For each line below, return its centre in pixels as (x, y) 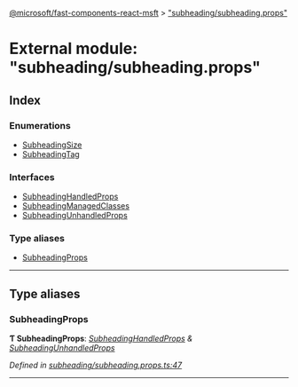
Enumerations (40, 125)
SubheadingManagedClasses (76, 206)
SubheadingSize (52, 145)
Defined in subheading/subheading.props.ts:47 (96, 365)
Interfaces (32, 177)
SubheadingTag (51, 154)
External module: (74, 49)
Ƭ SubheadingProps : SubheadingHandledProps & (101, 339)
